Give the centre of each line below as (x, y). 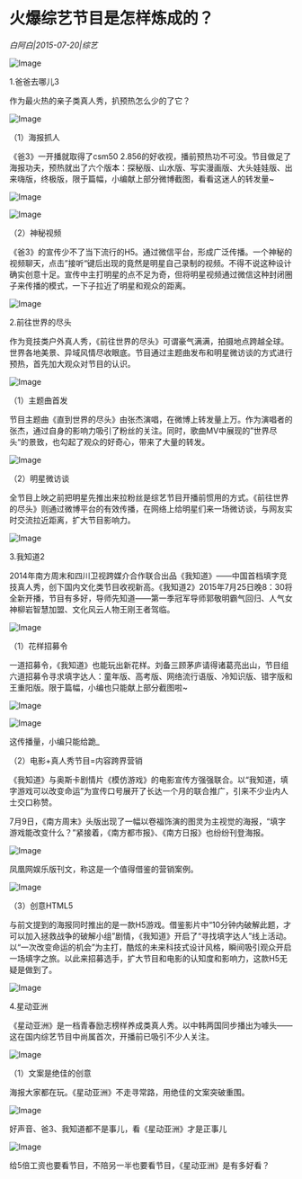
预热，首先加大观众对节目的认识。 (72, 363)
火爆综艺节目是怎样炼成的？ (112, 18)
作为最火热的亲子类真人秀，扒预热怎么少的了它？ (100, 101)
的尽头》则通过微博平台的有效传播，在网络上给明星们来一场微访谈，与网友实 (151, 508)
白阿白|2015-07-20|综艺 (53, 45)
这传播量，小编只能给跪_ (55, 741)
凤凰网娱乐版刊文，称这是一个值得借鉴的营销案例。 (104, 869)
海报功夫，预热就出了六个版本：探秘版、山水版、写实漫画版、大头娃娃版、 (147, 167)
